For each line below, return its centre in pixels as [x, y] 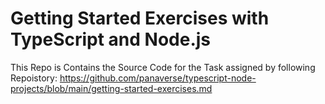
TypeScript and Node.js [111, 39]
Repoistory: [34, 78]
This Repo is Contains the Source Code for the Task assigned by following [163, 67]
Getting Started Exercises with [140, 18]
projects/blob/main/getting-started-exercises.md [111, 88]
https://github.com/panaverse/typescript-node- [158, 78]
